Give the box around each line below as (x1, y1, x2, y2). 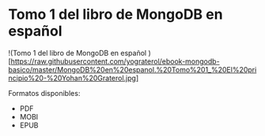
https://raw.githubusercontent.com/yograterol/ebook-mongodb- (10, 57, 220, 66)
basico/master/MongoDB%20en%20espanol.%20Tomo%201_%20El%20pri (8, 64, 257, 74)
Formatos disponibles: (8, 88, 81, 97)
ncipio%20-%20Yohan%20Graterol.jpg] (8, 73, 139, 83)
